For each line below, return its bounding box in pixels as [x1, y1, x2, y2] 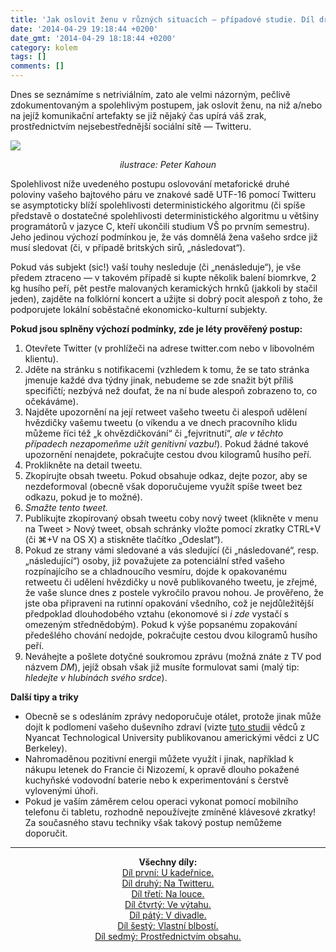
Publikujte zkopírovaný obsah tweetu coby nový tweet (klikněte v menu [24, 512, 319, 524]
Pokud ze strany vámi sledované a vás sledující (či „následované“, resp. [24, 544, 320, 556]
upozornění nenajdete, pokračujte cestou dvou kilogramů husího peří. [24, 449, 312, 460]
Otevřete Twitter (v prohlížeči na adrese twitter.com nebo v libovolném [24, 342, 315, 354]
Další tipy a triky [10, 691, 80, 703]
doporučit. [24, 827, 68, 839]
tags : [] [10, 52, 47, 62]
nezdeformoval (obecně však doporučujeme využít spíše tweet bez [24, 481, 303, 492]
